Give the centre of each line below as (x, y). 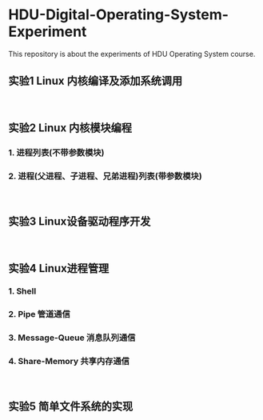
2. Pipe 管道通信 (39, 314)
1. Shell (22, 291)
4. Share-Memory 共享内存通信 (69, 362)
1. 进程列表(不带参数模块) (56, 153)
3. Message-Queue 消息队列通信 (72, 338)
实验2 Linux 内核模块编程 (70, 128)
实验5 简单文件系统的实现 (71, 407)
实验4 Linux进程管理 (59, 268)
